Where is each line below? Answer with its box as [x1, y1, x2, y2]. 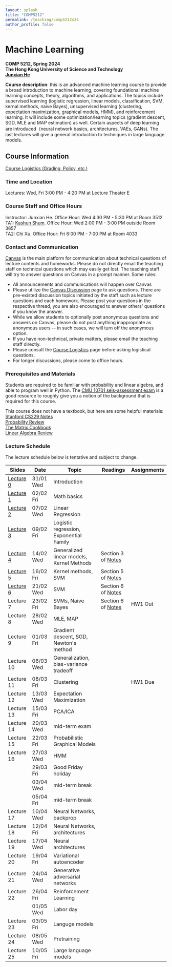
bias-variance [53, 661, 88, 668]
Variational [53, 852, 79, 859]
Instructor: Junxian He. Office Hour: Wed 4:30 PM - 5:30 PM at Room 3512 [5, 214, 163, 220]
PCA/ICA [53, 708, 75, 715]
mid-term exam [53, 723, 92, 730]
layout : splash [5, 7, 38, 13]
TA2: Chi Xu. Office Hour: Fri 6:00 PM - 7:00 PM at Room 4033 [5, 230, 138, 237]
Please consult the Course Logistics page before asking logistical [12, 346, 151, 352]
